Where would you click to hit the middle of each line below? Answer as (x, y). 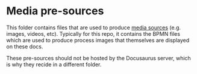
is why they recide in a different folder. (54, 64)
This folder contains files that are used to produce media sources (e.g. (93, 27)
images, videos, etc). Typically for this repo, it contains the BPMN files (93, 33)
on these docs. (25, 47)
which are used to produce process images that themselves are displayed (98, 40)
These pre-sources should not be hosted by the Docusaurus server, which (98, 58)
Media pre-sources (55, 11)
